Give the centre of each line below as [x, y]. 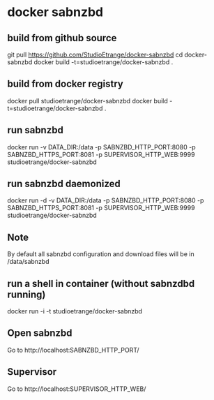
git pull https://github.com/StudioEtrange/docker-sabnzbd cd [95, 54]
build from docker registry [66, 84]
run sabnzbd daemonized [64, 184]
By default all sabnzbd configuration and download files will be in [101, 254]
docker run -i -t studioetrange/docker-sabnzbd [75, 311]
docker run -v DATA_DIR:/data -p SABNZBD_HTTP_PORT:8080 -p [102, 147]
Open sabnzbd [40, 333]
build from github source [62, 38]
